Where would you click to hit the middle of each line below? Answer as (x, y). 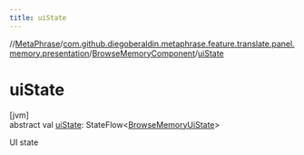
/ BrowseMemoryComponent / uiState (157, 53)
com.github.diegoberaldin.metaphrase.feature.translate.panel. (179, 44)
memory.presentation (49, 53)
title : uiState (38, 18)
